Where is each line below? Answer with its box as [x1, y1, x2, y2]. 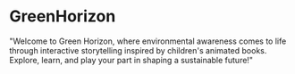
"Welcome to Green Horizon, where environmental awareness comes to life [9, 36, 287, 46]
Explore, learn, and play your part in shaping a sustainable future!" [9, 54, 253, 65]
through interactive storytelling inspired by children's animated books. [9, 45, 267, 55]
